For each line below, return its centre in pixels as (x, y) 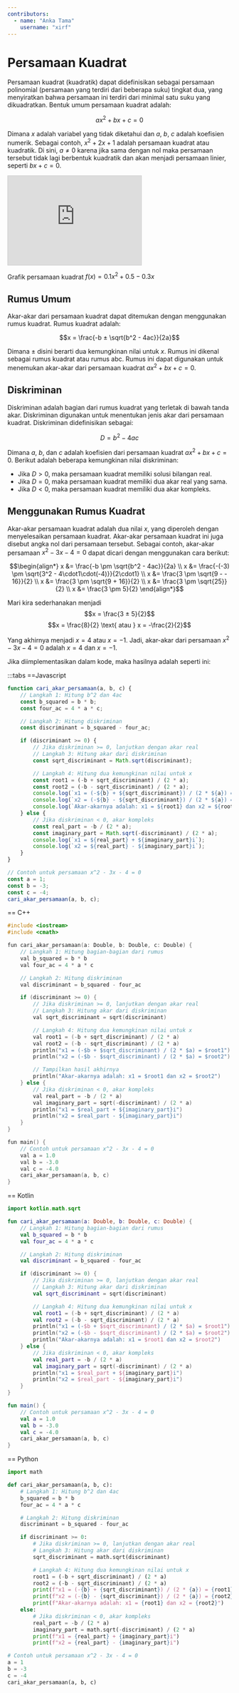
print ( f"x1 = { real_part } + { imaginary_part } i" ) (106, 1636)
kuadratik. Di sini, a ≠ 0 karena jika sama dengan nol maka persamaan (110, 150)
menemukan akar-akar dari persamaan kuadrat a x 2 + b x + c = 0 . (102, 367)
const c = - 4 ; (28, 892)
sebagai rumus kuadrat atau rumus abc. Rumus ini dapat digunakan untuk (116, 359)
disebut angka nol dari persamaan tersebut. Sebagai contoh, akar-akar (111, 543)
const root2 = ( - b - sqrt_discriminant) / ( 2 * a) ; (111, 787)
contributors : (28, 14)
